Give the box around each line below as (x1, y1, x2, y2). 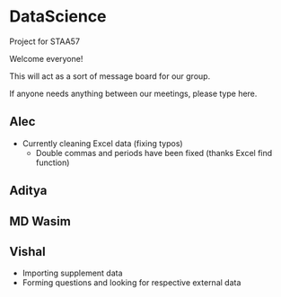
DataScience (9, 6, 107, 27)
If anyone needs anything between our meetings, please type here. (9, 88, 258, 99)
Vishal (9, 244, 47, 259)
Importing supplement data (22, 267, 123, 279)
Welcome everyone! (9, 53, 83, 64)
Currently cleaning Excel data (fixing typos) (22, 137, 183, 149)
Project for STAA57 (9, 36, 81, 47)
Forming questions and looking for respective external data (22, 277, 241, 288)
